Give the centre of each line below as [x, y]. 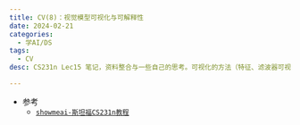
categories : [31, 34]
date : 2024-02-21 [42, 26]
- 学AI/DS [35, 42]
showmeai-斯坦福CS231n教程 [82, 112]
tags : [19, 51]
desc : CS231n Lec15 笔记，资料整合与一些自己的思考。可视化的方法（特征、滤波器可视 [150, 68]
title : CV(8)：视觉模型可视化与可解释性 [77, 17]
